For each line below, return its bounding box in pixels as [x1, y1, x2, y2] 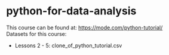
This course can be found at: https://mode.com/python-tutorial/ [6, 24, 163, 31]
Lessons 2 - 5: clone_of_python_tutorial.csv [14, 42, 122, 49]
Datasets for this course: [6, 30, 67, 37]
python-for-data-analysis [6, 4, 137, 18]
